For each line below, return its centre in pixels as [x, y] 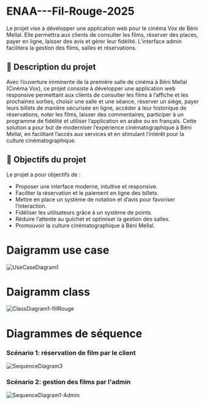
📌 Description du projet [51, 67]
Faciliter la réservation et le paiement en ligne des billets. [87, 193]
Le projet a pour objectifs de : [43, 174]
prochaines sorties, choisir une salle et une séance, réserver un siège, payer [102, 101]
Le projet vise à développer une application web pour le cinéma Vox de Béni [102, 28]
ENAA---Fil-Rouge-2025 [70, 11]
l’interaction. [31, 206]
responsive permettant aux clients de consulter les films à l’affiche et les [97, 95]
